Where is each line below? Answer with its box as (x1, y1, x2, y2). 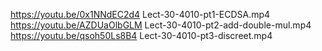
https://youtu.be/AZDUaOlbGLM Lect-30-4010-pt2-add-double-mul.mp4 (10, 19, 312, 31)
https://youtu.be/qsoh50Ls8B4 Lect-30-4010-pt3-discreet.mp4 (10, 30, 273, 41)
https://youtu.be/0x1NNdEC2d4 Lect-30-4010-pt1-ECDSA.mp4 (10, 9, 271, 20)
